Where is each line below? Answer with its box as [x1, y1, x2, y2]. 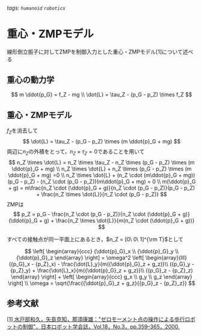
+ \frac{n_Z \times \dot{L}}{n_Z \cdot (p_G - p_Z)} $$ [36, 190, 167, 197]
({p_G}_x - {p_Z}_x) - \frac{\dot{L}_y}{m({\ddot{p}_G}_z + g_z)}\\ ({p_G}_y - [8, 260, 195, 268]
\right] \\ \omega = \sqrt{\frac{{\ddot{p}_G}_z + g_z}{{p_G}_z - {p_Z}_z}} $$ [8, 279, 195, 287]
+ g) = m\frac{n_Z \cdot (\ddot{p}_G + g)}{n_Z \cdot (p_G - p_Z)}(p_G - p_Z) [8, 184, 195, 191]
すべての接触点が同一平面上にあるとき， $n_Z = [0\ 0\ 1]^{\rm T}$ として [7, 235, 184, 242]
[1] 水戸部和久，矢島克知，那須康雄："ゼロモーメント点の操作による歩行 [7, 315, 185, 323]
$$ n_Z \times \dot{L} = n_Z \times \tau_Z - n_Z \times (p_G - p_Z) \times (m [8, 158, 195, 166]
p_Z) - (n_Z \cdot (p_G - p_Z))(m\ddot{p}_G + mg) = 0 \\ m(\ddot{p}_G [23, 178, 196, 185]
